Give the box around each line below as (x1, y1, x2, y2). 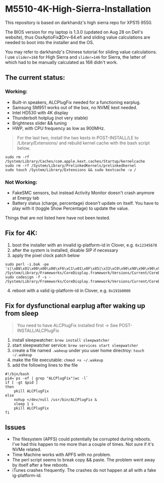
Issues (5, 423, 26, 431)
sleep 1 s (14, 401, 34, 406)
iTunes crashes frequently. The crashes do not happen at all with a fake (12, 467, 156, 473)
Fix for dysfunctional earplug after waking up (5, 302, 145, 310)
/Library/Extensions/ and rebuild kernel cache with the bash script (17, 140, 150, 146)
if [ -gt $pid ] (5, 380, 38, 385)
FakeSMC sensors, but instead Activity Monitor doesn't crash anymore (12, 190, 155, 196)
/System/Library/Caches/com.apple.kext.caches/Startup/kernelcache (5, 159, 145, 164)
